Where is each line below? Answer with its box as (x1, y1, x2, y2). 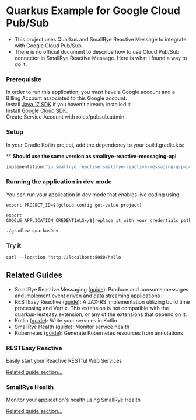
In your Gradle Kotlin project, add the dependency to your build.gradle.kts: (6, 141, 185, 148)
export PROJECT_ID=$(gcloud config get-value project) (6, 202, 142, 208)
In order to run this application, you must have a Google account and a (6, 89, 176, 96)
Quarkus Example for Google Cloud (6, 4, 181, 18)
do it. (14, 60, 27, 68)
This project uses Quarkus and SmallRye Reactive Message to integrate (14, 36, 187, 43)
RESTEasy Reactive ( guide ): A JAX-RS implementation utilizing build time (14, 298, 190, 305)
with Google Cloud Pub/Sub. (14, 42, 83, 49)
